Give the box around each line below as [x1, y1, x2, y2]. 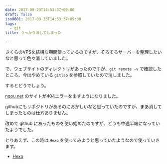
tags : [5, 21, 16, 26]
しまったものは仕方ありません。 [5, 110, 71, 116]
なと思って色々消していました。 [5, 55, 71, 61]
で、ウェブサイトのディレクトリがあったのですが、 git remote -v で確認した [5, 66, 162, 72]
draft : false [5, 12, 32, 17]
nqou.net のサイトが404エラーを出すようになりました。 [5, 93, 121, 99]
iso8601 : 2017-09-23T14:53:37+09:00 [5, 16, 81, 21]
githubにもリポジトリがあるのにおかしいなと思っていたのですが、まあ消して [5, 104, 162, 109]
